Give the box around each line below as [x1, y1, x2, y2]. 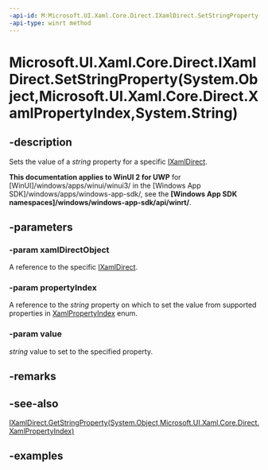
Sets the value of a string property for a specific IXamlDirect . [9, 157, 208, 166]
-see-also [9, 397, 59, 410]
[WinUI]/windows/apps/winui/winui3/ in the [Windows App [9, 181, 201, 190]
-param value [9, 328, 62, 340]
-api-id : [9, 11, 38, 20]
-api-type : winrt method [9, 19, 91, 27]
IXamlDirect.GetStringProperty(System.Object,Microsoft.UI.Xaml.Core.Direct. [9, 418, 260, 427]
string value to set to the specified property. [9, 347, 153, 356]
